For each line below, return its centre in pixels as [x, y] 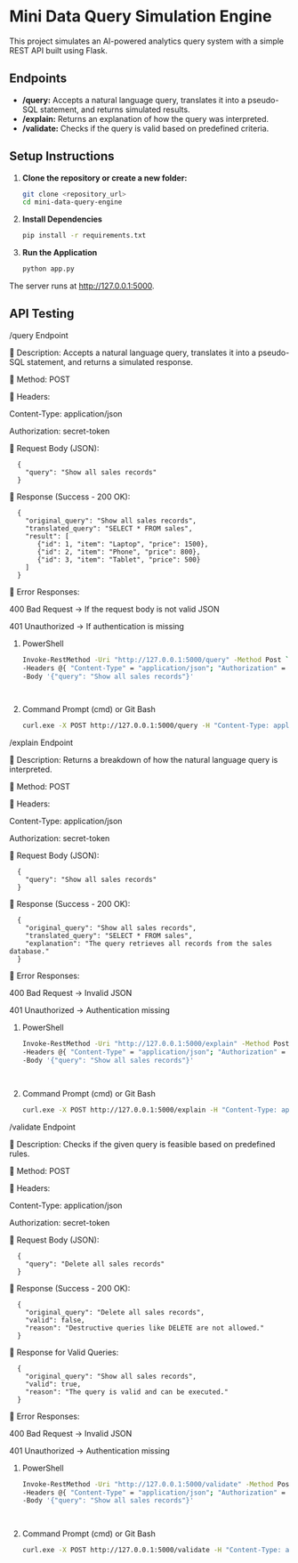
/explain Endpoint [41, 743]
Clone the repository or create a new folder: [105, 178]
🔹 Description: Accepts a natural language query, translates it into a [133, 352]
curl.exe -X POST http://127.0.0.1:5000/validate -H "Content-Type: [152, 1551]
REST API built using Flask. [59, 50]
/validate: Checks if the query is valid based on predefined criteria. [145, 128]
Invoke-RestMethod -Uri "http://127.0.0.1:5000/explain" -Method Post [156, 1044]
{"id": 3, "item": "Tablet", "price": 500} [119, 559]
